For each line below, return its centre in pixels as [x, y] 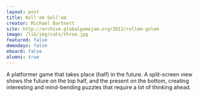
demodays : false [27, 46]
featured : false [27, 40]
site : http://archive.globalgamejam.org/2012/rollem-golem [83, 29]
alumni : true [23, 57]
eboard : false [24, 52]
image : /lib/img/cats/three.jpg [47, 35]
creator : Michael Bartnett [40, 23]
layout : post [23, 12]
